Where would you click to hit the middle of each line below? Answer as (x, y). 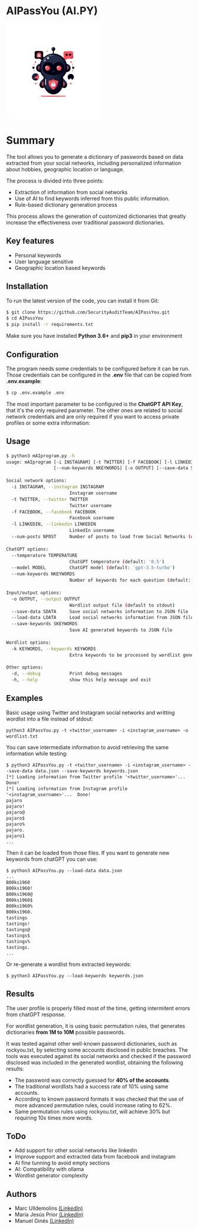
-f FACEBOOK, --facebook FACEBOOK (54, 512)
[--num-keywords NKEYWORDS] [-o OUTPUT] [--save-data (121, 468)
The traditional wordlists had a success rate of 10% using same (91, 1086)
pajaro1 (16, 836)
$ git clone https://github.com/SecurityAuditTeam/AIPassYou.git (88, 312)
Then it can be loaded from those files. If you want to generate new (88, 853)
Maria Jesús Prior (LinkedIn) (49, 1215)
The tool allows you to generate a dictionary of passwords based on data (95, 156)
